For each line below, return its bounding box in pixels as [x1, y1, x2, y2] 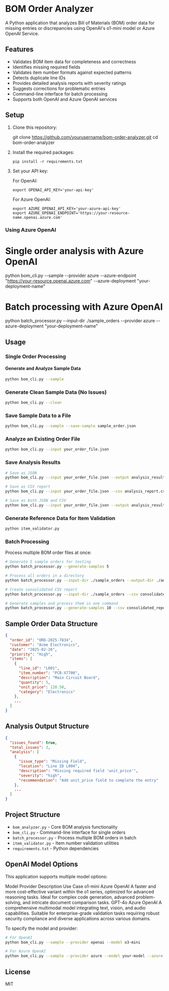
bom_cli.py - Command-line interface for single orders [12, 829, 126, 835]
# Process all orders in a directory [5, 573, 84, 579]
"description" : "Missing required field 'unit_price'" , [18, 768, 138, 773]
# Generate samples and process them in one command [5, 601, 118, 606]
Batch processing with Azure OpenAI [5, 301, 163, 312]
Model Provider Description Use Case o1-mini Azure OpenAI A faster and [5, 883, 156, 889]
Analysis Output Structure [5, 722, 90, 731]
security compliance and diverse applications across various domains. [5, 915, 151, 921]
